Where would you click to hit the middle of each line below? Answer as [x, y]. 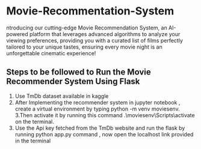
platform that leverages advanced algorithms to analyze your [105, 34]
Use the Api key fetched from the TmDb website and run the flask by [100, 128]
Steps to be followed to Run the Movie [79, 72]
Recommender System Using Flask [73, 81]
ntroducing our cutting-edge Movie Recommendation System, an [87, 28]
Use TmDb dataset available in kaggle [62, 96]
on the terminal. [34, 121]
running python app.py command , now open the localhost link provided [104, 134]
